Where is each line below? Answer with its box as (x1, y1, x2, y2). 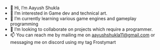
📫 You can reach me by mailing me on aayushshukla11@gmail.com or (10, 32, 155, 38)
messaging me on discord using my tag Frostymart (10, 39, 116, 45)
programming (10, 21, 39, 27)
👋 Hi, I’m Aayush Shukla (10, 5, 60, 11)
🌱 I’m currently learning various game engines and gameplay (10, 16, 137, 21)
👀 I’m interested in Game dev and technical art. (10, 10, 108, 16)
